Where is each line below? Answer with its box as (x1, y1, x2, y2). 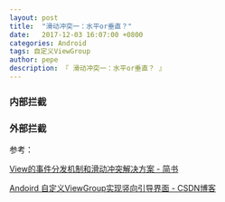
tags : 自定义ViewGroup (9, 47, 91, 56)
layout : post (9, 13, 59, 23)
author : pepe (9, 55, 59, 64)
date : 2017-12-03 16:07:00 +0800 (9, 30, 144, 39)
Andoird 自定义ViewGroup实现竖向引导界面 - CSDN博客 (9, 183, 217, 194)
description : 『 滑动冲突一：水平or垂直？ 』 (9, 64, 166, 73)
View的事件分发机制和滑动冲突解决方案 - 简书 (9, 164, 179, 175)
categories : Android (9, 38, 88, 48)
